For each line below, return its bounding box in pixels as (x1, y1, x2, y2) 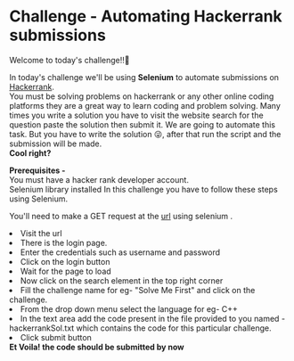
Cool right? (9, 147, 52, 158)
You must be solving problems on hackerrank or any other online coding (9, 91, 274, 102)
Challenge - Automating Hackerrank (9, 6, 282, 27)
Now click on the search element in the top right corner (20, 275, 224, 286)
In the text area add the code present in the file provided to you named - (20, 313, 286, 324)
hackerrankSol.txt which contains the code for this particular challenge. (9, 323, 272, 333)
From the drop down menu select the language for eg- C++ (20, 303, 239, 314)
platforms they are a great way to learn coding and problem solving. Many (9, 100, 281, 111)
